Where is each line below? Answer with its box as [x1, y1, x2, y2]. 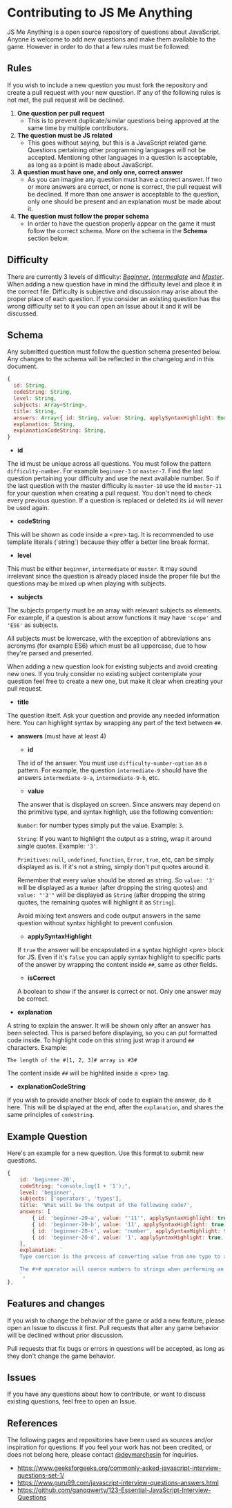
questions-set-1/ [17, 1471, 64, 1480]
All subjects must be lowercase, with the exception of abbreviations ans [7, 635, 211, 643]
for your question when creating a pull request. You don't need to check [7, 489, 212, 498]
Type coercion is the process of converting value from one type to [19, 1253, 221, 1260]
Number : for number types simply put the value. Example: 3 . [17, 821, 184, 830]
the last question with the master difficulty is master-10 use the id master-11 [7, 482, 222, 490]
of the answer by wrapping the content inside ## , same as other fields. [17, 961, 217, 969]
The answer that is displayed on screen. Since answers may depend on [17, 801, 220, 809]
